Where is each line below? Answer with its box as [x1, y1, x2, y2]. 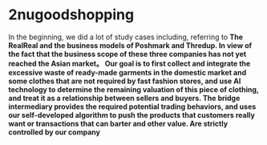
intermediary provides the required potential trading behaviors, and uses [8, 102, 257, 111]
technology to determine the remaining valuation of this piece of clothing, [8, 84, 259, 94]
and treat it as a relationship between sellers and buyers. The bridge [8, 93, 241, 103]
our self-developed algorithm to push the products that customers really [8, 110, 255, 119]
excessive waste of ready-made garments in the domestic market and [8, 67, 247, 77]
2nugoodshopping [8, 6, 135, 24]
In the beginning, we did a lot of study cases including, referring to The [8, 32, 243, 42]
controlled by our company [8, 127, 100, 137]
